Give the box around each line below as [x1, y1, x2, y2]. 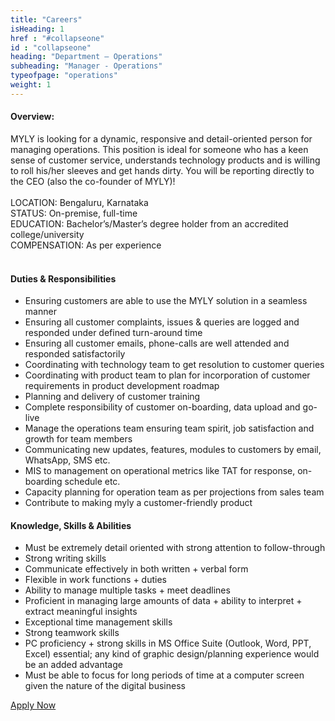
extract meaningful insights [24, 606, 138, 618]
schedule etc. [64, 476, 121, 488]
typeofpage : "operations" [10, 71, 118, 81]
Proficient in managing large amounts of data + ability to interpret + [24, 595, 303, 607]
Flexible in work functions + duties [24, 574, 167, 586]
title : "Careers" [10, 14, 83, 25]
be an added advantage [24, 659, 123, 671]
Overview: [10, 111, 55, 123]
